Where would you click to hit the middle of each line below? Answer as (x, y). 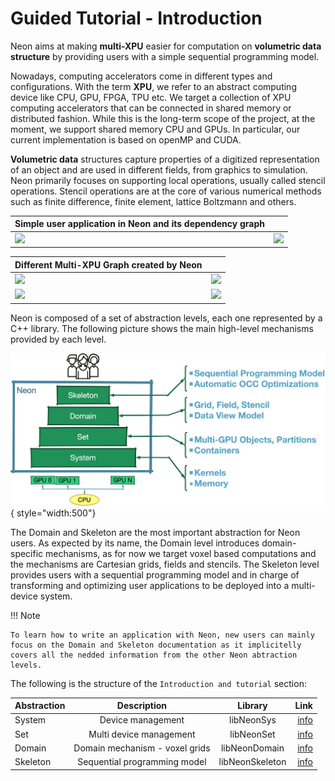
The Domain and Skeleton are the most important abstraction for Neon (155, 532)
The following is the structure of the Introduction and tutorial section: (158, 683)
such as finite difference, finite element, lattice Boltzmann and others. (153, 201)
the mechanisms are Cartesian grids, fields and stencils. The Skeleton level (165, 564)
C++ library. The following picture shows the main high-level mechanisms (162, 328)
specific (27, 553)
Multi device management (142, 734)
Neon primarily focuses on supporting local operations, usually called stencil (168, 180)
